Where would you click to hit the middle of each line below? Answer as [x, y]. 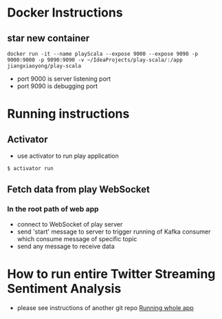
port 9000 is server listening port [64, 79]
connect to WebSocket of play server [70, 224]
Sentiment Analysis [64, 288]
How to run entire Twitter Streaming [111, 274]
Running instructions [68, 114]
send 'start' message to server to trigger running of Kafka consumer [114, 231]
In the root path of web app [53, 209]
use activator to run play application [68, 156]
